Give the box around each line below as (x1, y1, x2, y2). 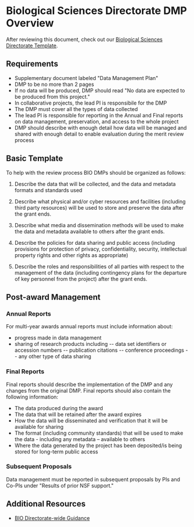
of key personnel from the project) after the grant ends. (14, 275, 147, 282)
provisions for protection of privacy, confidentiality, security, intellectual (14, 245, 187, 252)
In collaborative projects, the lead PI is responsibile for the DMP (14, 99, 167, 106)
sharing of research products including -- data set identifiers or (14, 341, 167, 348)
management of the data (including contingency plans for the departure (14, 269, 187, 276)
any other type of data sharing (18, 353, 91, 360)
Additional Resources (6, 499, 86, 509)
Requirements (6, 59, 58, 69)
